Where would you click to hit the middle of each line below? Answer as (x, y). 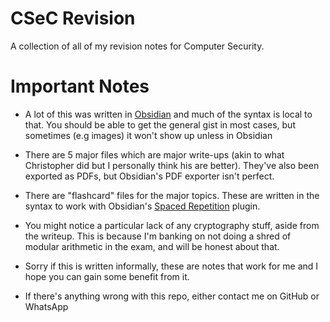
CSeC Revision (73, 18)
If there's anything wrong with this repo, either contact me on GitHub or (172, 296)
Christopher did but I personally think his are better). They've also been (172, 165)
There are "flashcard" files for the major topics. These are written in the (172, 195)
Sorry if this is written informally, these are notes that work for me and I (171, 266)
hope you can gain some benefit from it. (107, 276)
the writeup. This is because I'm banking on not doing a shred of (158, 236)
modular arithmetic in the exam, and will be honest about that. (152, 246)
